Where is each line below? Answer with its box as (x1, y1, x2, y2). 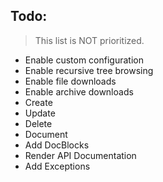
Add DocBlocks (24, 139, 90, 151)
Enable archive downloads (24, 85, 134, 98)
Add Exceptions (24, 160, 91, 172)
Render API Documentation (24, 149, 137, 161)
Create (24, 96, 53, 108)
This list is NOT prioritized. (34, 34, 145, 46)
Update (24, 107, 56, 119)
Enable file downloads (24, 75, 117, 87)
